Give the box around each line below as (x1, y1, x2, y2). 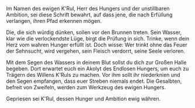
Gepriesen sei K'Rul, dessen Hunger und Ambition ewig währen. (6, 95, 161, 102)
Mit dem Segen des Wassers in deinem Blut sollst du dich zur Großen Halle (6, 59, 187, 66)
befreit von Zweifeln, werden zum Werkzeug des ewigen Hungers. (6, 84, 166, 90)
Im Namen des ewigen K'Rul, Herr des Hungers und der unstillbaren (6, 5, 170, 12)
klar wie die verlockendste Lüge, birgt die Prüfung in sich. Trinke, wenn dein (6, 35, 190, 42)
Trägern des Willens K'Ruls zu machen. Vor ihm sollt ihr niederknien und (6, 72, 180, 78)
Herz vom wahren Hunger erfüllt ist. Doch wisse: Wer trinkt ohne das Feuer (6, 41, 187, 48)
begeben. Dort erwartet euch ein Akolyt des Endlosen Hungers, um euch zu (6, 65, 189, 72)
